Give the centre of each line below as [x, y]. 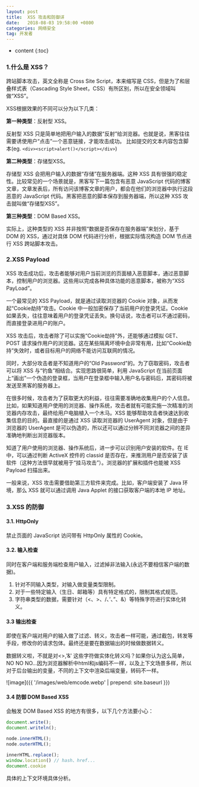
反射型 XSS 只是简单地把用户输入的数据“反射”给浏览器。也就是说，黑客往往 [98, 134]
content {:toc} [32, 50]
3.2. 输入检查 [22, 550]
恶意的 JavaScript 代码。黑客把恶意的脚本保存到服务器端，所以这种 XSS [94, 196]
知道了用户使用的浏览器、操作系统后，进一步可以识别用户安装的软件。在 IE [97, 448]
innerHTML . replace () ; [33, 755]
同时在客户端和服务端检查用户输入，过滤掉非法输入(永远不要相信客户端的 [95, 564]
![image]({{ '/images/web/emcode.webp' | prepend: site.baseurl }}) [88, 682]
